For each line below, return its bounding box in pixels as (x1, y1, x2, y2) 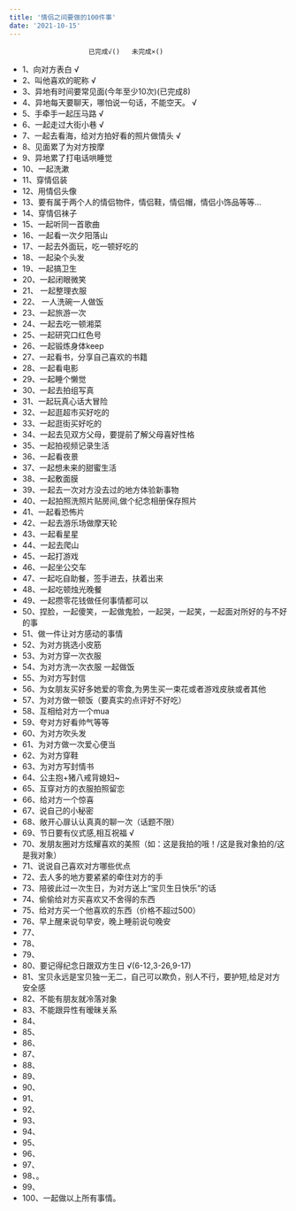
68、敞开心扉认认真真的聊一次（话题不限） (21, 816, 179, 827)
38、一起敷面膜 (21, 473, 80, 483)
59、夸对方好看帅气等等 (21, 716, 110, 727)
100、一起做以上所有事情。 (21, 1192, 121, 1203)
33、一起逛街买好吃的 (21, 418, 102, 428)
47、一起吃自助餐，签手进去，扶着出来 (21, 573, 163, 583)
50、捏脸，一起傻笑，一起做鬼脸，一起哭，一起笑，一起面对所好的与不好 (21, 605, 287, 616)
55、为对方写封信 (21, 672, 87, 683)
